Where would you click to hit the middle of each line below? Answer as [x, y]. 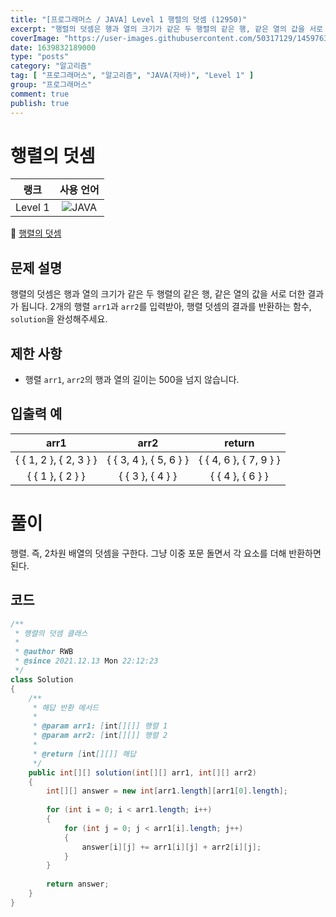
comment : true [40, 94]
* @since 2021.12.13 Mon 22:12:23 [86, 661]
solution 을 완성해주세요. [59, 319]
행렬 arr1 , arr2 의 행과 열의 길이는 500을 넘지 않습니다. [132, 380]
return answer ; [78, 884]
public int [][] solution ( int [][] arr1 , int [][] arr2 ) [142, 772]
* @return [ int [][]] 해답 [84, 754]
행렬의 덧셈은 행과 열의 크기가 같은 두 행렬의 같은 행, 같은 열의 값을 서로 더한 [158, 294]
